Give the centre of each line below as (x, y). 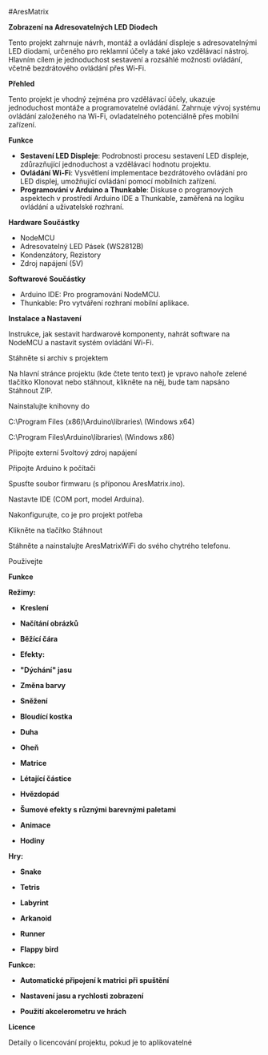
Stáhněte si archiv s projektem (58, 358)
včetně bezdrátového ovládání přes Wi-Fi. (77, 68)
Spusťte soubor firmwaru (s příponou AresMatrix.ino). (97, 483)
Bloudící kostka (46, 717)
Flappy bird (39, 949)
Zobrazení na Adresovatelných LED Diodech (83, 27)
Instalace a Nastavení (45, 318)
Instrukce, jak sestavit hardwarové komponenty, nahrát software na (119, 334)
